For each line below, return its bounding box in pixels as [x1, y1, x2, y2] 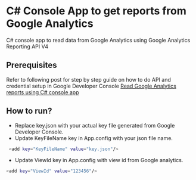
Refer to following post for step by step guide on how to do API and [6, 76, 172, 83]
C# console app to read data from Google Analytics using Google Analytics [6, 36, 191, 44]
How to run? [6, 106, 52, 116]
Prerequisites [6, 60, 57, 70]
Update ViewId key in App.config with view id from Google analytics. [14, 157, 183, 164]
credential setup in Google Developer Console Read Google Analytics [6, 82, 177, 89]
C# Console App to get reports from [6, 4, 186, 18]
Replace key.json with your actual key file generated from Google [14, 122, 175, 129]
